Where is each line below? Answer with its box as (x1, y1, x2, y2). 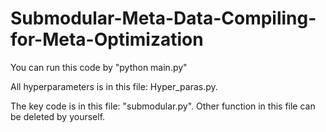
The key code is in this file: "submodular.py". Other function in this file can (10, 100, 316, 112)
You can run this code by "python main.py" (10, 61, 188, 73)
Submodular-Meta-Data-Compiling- (10, 7, 317, 30)
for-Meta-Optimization (10, 28, 204, 51)
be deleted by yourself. (10, 110, 106, 122)
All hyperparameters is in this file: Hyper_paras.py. (10, 80, 218, 92)
